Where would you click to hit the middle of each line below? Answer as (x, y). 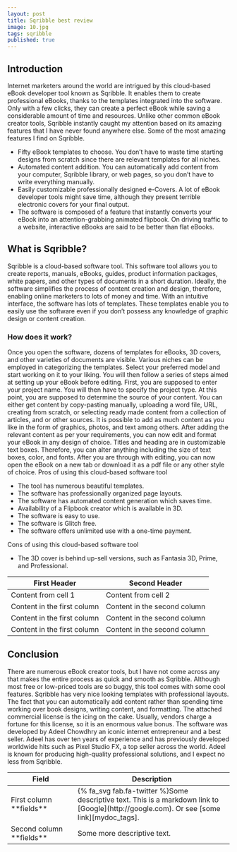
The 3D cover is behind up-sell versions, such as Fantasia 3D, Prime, (117, 558)
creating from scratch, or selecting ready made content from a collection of (117, 412)
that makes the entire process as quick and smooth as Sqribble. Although (114, 679)
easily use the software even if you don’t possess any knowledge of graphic (118, 311)
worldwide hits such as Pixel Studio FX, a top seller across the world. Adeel (116, 746)
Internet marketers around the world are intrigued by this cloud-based (109, 85)
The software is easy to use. (59, 516)
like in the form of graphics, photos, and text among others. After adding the (118, 427)
